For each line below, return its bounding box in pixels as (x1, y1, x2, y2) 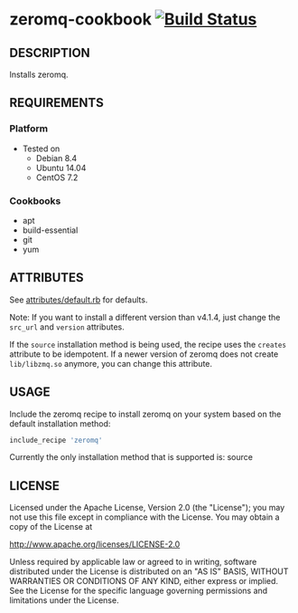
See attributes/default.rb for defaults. (9, 294, 148, 305)
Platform (9, 122, 48, 135)
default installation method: (9, 417, 111, 429)
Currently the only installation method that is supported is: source (9, 452, 253, 463)
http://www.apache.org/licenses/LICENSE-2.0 (9, 539, 181, 550)
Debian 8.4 (35, 152, 78, 163)
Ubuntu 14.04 (35, 162, 87, 173)
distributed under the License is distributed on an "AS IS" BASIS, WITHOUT (9, 566, 289, 577)
